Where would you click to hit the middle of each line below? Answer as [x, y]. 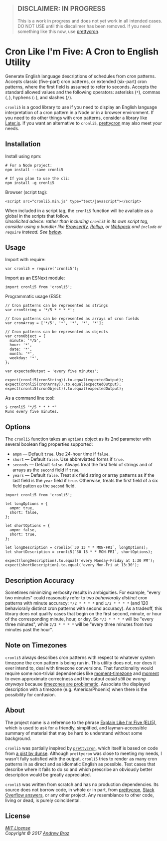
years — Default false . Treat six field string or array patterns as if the [83, 475]
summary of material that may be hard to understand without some [74, 733]
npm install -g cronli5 [30, 183]
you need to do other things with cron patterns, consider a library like [76, 118]
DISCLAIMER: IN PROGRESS [61, 9]
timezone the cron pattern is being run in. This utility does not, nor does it [81, 662]
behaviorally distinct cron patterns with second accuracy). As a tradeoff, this [84, 608]
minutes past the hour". [29, 630]
